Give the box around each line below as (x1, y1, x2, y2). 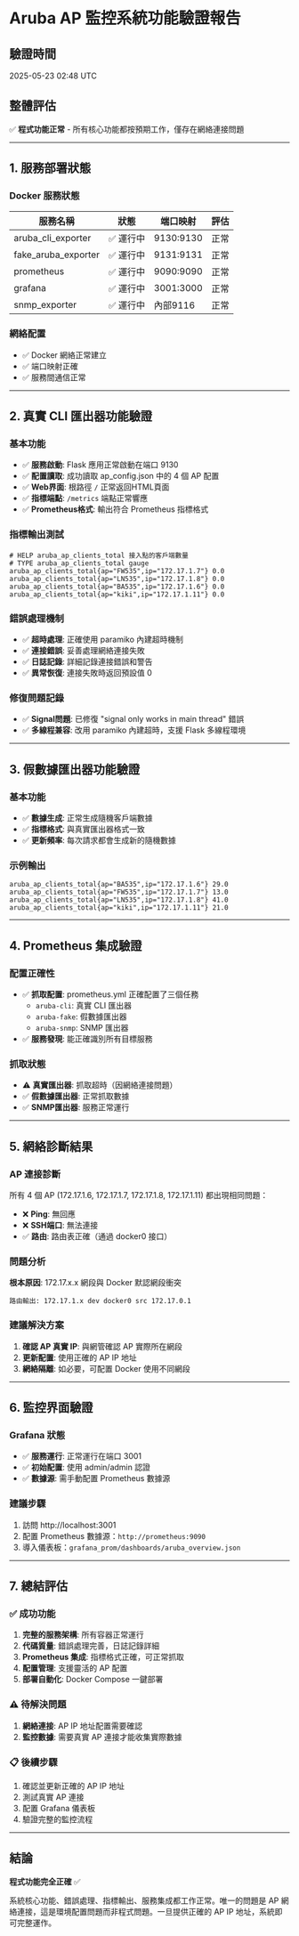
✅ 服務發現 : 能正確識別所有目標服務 (21, 1033, 153, 1044)
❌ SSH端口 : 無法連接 (21, 1220, 99, 1231)
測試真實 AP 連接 (21, 1791, 85, 1802)
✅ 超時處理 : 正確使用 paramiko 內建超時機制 (21, 634, 184, 645)
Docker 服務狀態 (9, 190, 80, 202)
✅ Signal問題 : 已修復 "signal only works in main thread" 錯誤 (21, 714, 245, 725)
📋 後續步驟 (9, 1755, 58, 1768)
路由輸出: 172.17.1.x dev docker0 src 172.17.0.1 (9, 1297, 191, 1306)
